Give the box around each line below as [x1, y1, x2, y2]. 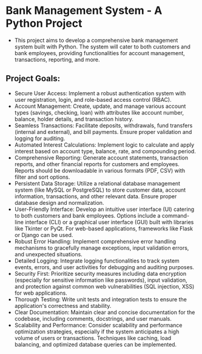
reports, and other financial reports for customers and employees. [14, 160, 180, 167]
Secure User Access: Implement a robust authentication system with [14, 89, 186, 97]
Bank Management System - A [5, 4, 163, 18]
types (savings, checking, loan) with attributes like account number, [14, 109, 184, 116]
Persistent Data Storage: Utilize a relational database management [14, 179, 180, 187]
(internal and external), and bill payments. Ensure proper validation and [14, 128, 192, 135]
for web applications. [14, 289, 67, 296]
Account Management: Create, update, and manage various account [14, 102, 186, 110]
